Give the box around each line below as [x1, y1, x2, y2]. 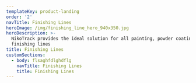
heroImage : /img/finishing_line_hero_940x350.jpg [6, 25, 129, 31]
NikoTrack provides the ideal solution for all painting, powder [11, 36, 174, 41]
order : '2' [6, 14, 33, 20]
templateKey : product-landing [6, 8, 80, 15]
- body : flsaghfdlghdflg [11, 57, 72, 63]
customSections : [6, 52, 45, 58]
